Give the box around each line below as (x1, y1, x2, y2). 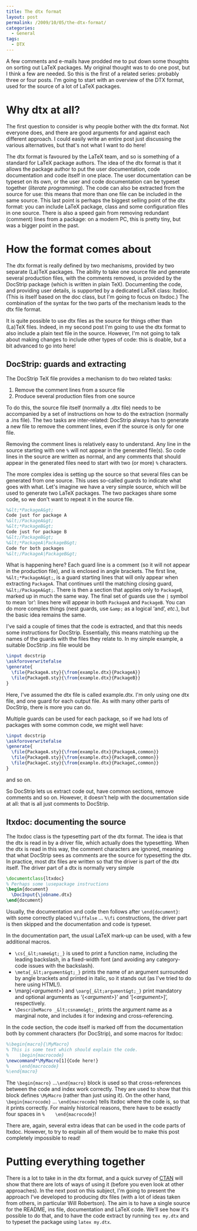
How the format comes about (6, 243, 152, 256)
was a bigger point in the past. (6, 221, 80, 229)
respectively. (14, 1000, 46, 1007)
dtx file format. (6, 306, 42, 313)
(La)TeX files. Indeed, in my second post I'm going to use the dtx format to (6, 323, 186, 330)
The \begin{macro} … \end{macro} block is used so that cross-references (6, 1079, 181, 1087)
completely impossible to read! (6, 1134, 81, 1141)
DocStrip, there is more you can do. (6, 703, 92, 710)
